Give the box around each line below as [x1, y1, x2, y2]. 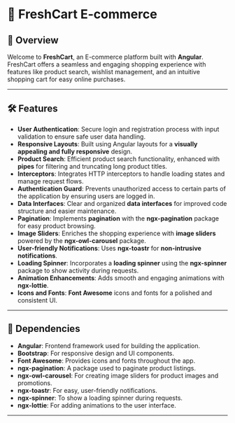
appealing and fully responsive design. [17, 147, 133, 155]
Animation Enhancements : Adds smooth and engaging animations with [17, 273, 225, 282]
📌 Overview [7, 34, 59, 46]
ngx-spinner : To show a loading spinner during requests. [17, 394, 183, 402]
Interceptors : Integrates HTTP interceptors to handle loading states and [17, 169, 225, 178]
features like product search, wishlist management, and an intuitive [7, 68, 201, 76]
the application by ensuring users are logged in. [17, 192, 155, 200]
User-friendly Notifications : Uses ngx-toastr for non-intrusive [17, 244, 201, 252]
